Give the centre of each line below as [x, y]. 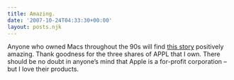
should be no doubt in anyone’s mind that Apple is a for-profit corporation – [117, 62]
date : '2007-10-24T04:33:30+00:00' [60, 20]
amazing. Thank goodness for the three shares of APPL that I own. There [114, 54]
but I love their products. [43, 69]
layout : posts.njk [34, 27]
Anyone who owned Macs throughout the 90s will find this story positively [116, 47]
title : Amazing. [31, 14]
